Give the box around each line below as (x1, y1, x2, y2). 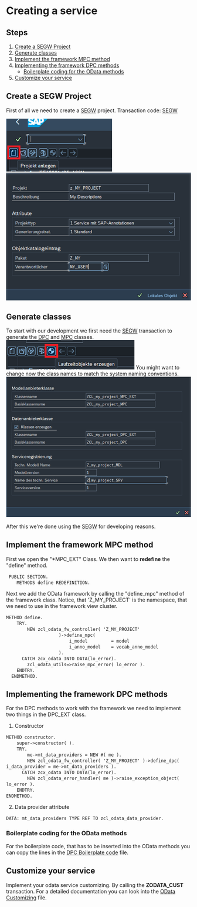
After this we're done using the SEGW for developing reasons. (6, 523, 156, 530)
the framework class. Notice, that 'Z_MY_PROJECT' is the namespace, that (6, 596, 188, 603)
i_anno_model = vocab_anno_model (69, 644, 159, 650)
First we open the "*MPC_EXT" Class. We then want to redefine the (6, 555, 170, 562)
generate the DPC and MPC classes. (6, 334, 94, 341)
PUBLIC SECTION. (8, 574, 49, 580)
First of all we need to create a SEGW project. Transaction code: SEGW (6, 107, 178, 114)
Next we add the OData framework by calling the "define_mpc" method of (6, 590, 185, 597)
